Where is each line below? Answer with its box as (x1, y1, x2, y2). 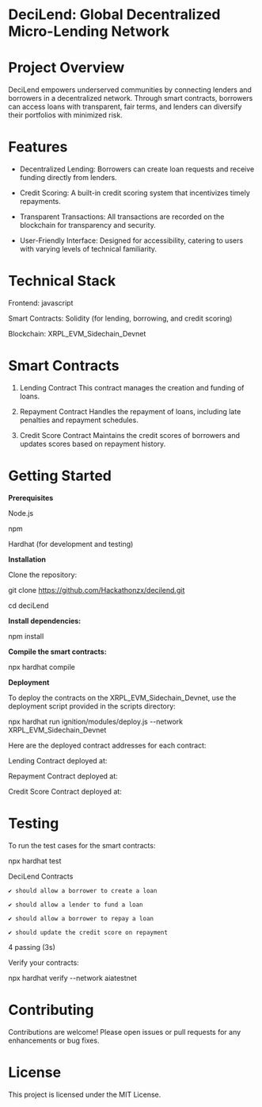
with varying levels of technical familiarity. (19, 244, 157, 254)
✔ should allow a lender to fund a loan (8, 901, 144, 909)
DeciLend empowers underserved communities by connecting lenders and (8, 85, 252, 94)
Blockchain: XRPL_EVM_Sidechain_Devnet (8, 329, 146, 338)
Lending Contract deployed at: (8, 755, 108, 765)
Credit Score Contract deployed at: (8, 786, 123, 796)
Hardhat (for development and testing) (8, 539, 134, 548)
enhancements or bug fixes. (8, 1036, 100, 1045)
